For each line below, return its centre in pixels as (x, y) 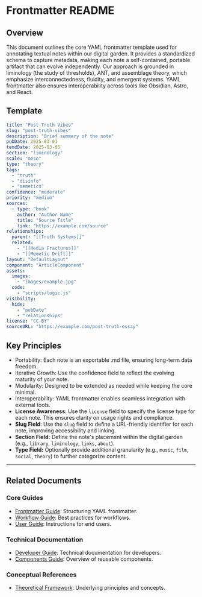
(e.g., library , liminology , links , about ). (65, 443)
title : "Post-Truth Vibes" (40, 125)
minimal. (25, 392)
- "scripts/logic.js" (44, 293)
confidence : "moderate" (36, 192)
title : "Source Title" (45, 220)
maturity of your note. (42, 379)
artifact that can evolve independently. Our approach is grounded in (90, 66)
